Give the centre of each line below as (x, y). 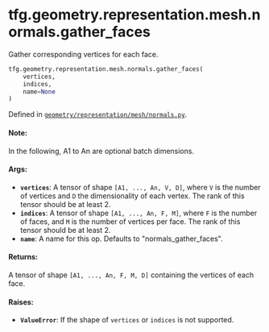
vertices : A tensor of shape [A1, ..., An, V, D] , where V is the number (140, 187)
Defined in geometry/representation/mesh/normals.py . (98, 114)
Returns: (23, 257)
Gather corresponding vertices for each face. (83, 54)
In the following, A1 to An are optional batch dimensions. (101, 151)
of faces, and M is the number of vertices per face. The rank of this (130, 221)
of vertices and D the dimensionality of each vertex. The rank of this (132, 196)
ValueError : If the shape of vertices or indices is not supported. (127, 320)
